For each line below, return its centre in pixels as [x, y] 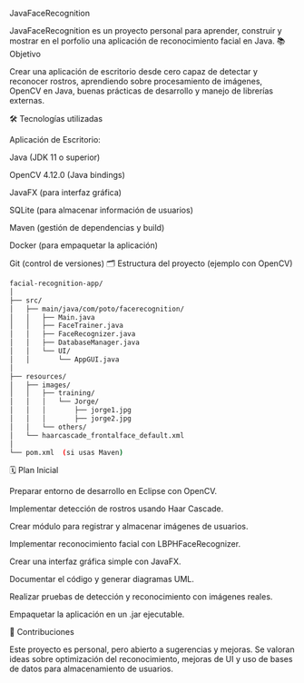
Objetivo [25, 54]
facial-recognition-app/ [56, 283]
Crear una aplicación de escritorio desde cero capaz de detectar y [134, 71]
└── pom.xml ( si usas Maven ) [67, 452]
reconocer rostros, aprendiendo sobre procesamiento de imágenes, [136, 81]
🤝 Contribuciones [42, 632]
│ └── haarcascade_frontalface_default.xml [97, 435]
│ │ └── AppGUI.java [64, 359]
